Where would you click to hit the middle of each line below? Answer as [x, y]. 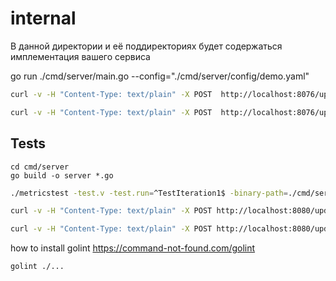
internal [43, 18]
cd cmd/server [40, 167]
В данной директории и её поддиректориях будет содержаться [146, 46]
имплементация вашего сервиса [80, 56]
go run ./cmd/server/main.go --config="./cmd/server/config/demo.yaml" [160, 76]
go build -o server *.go [62, 175]
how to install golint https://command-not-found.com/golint [133, 248]
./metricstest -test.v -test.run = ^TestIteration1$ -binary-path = [149, 193]
